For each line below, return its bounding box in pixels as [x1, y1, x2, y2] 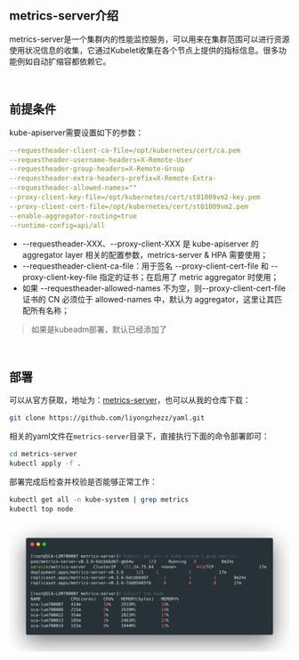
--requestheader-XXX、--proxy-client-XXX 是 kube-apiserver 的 [21, 238, 260, 249]
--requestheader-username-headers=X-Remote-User [9, 155, 193, 165]
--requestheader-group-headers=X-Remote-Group [9, 165, 185, 173]
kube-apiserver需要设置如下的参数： [9, 127, 144, 138]
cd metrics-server [9, 450, 77, 459]
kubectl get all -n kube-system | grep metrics [9, 495, 190, 504]
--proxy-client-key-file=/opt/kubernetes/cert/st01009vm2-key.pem [9, 193, 261, 202]
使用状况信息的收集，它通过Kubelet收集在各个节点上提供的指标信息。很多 [9, 44, 279, 55]
